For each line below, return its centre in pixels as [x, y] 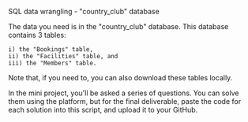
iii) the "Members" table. [53, 63]
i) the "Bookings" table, [51, 50]
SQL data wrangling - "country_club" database [84, 11]
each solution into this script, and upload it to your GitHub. [103, 110]
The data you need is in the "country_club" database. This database [118, 26]
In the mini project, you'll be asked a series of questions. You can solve [124, 93]
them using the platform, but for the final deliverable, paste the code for [125, 101]
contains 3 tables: [37, 35]
